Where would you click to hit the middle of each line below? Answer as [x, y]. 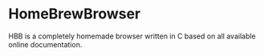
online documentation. [45, 44]
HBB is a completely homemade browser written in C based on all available [132, 36]
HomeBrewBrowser [75, 14]
